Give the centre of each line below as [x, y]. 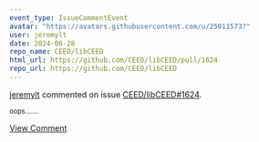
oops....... [24, 111]
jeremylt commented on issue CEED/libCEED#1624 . [106, 94]
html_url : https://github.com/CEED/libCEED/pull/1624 [114, 60]
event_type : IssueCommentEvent [69, 18]
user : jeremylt [38, 35]
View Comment [38, 127]
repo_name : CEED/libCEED [57, 52]
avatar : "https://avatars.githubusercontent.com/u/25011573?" [130, 26]
